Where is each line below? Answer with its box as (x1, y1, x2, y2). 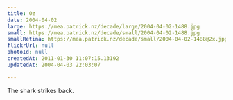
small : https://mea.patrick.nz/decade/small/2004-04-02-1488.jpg (7, 29, 200, 37)
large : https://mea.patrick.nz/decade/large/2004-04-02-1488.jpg (7, 23, 200, 30)
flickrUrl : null (7, 42, 54, 49)
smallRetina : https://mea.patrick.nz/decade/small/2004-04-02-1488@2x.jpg (7, 36, 228, 43)
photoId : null (7, 49, 49, 56)
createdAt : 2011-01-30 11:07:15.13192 (7, 55, 119, 62)
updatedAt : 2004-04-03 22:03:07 (7, 61, 101, 68)
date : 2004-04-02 (7, 17, 58, 23)
